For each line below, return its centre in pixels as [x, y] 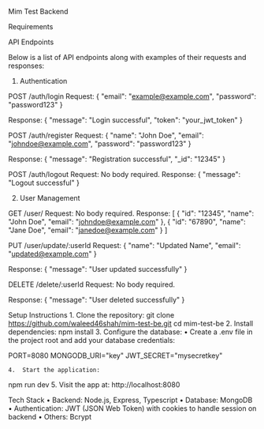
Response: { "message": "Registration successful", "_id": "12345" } [117, 159]
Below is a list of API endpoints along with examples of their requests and [127, 57]
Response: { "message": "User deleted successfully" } [97, 300]
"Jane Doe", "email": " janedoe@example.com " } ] [88, 230]
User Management [50, 198]
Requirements [31, 26]
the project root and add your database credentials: [92, 340]
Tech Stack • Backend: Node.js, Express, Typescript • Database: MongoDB [130, 400]
